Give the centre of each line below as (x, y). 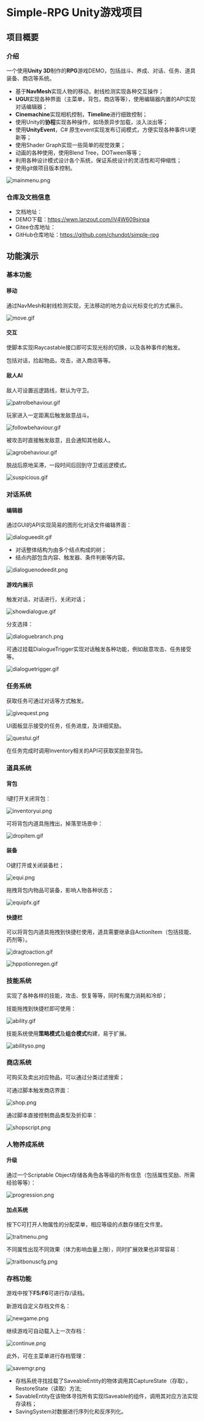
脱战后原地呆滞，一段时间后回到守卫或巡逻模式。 (68, 465)
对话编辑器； (31, 106)
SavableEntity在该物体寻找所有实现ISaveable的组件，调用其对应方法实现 (106, 1396)
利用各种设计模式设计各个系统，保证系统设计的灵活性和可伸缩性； (98, 160)
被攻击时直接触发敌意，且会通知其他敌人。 (60, 440)
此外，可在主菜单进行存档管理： (47, 1356)
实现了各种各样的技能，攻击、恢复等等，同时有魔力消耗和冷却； (87, 995)
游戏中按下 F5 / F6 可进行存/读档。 (47, 1293)
